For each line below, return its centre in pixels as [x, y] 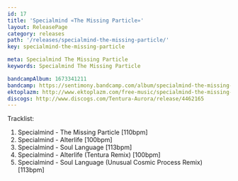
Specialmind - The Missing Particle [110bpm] [83, 132]
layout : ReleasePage [38, 27]
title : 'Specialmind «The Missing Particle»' [75, 21]
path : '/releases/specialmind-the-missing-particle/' [89, 40]
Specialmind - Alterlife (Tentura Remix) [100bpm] [89, 155]
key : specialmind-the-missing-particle [66, 47]
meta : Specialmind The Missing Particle [68, 60]
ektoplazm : [23, 92]
